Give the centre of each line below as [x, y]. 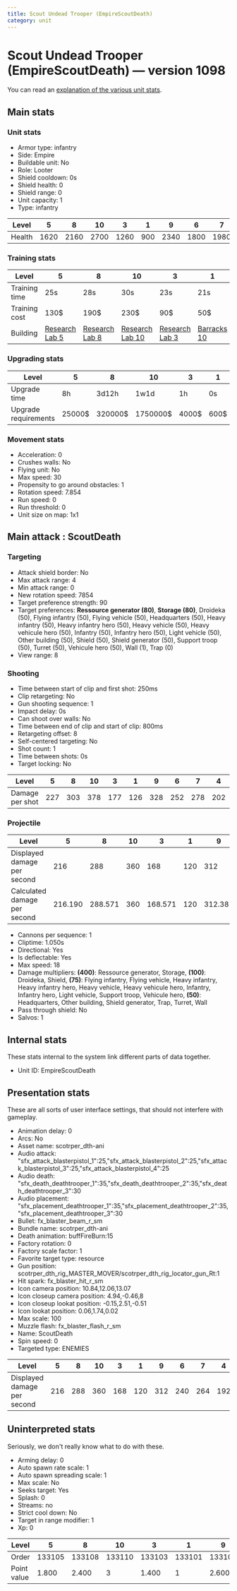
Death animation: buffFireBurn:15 [65, 1236]
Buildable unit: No [43, 162]
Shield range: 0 [39, 193]
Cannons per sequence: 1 [55, 935]
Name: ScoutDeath [45, 1333]
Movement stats [36, 439]
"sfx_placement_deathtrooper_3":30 [70, 1213]
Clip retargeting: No [46, 696]
